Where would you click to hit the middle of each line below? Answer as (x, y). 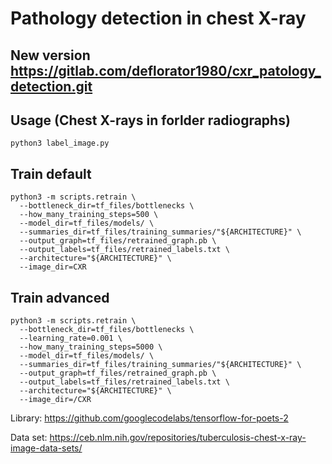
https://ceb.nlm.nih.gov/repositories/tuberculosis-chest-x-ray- (178, 438)
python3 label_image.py (60, 143)
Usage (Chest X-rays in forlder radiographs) (150, 120)
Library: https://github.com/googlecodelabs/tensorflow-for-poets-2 (149, 418)
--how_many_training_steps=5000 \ (91, 347)
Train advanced (60, 297)
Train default (51, 173)
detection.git (51, 86)
